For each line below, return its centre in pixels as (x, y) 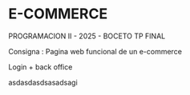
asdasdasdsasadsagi (43, 82)
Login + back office (40, 67)
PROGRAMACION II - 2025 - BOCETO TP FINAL (87, 36)
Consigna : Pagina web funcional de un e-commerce (95, 51)
